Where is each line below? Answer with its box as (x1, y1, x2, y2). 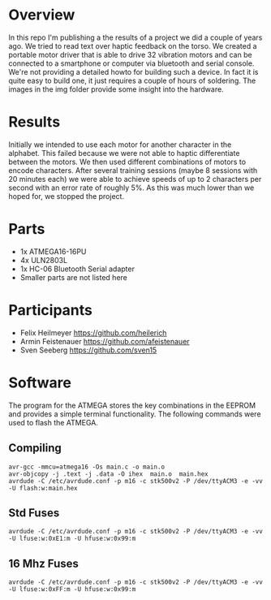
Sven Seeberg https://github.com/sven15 (19, 345, 157, 355)
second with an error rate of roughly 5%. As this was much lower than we (8, 183, 255, 192)
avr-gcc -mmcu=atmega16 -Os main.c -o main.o (8, 463, 165, 471)
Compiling (8, 441, 62, 455)
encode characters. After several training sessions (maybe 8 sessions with (8, 165, 258, 175)
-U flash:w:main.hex (8, 484, 79, 492)
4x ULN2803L (19, 255, 67, 265)
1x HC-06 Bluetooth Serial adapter (19, 264, 135, 274)
